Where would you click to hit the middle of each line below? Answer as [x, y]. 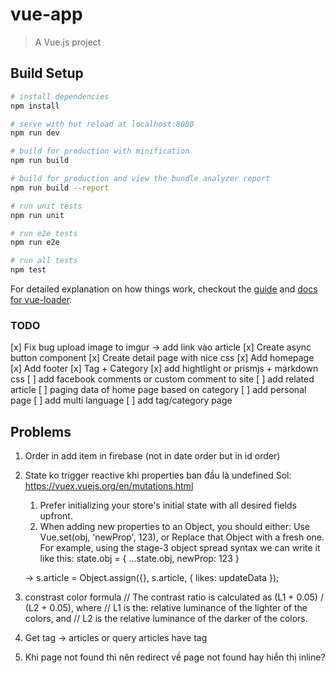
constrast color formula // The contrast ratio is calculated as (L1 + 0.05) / [174, 597]
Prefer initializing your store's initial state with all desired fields [168, 505]
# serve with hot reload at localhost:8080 [102, 124]
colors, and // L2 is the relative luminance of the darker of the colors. [166, 619]
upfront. [56, 516]
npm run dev [35, 133]
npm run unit [37, 215]
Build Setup [47, 73]
